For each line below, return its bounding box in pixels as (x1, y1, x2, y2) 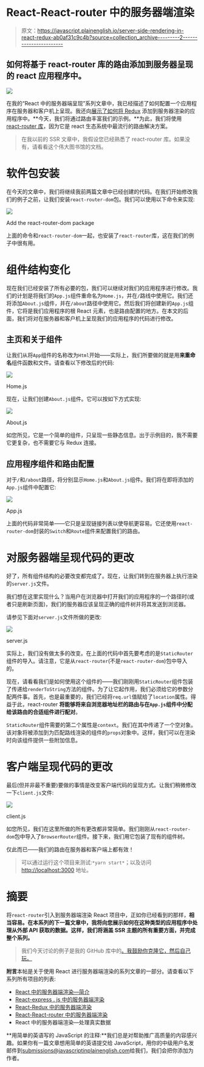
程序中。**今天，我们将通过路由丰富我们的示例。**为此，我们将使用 (11, 115, 182, 122)
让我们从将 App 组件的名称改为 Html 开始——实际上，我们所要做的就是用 (6, 352, 180, 359)
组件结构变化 (6, 263, 71, 277)
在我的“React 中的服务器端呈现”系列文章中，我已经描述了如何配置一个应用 (6, 99, 192, 107)
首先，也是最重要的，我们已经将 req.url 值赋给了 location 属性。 (32, 693, 191, 701)
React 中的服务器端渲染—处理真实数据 (15, 1019, 111, 1026)
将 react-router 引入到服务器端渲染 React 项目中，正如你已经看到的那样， (6, 912, 189, 919)
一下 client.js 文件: (6, 789, 54, 796)
